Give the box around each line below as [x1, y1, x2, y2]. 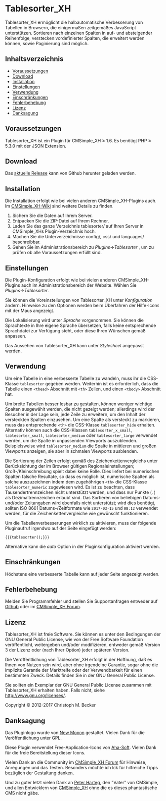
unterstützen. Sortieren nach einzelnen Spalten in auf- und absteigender [5, 30, 153, 36]
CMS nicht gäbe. [5, 790, 40, 796]
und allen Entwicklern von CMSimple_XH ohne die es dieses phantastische [5, 785, 157, 791]
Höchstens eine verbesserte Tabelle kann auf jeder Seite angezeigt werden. [5, 571, 160, 577]
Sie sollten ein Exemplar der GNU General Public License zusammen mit [5, 682, 152, 688]
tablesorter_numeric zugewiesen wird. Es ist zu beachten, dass [5, 484, 135, 490]
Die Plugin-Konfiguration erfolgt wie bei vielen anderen [5, 277, 117, 283]
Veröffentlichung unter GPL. [5, 735, 62, 741]
